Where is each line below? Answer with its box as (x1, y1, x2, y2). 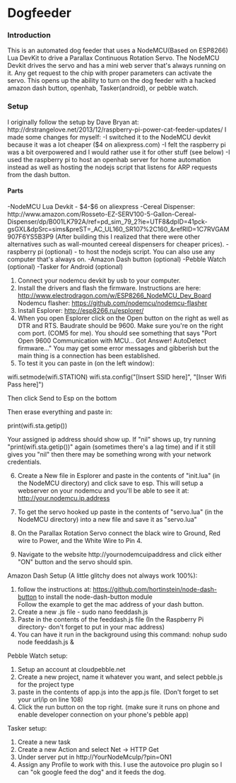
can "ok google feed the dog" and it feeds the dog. (17, 767, 166, 776)
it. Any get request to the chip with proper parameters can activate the (7, 69, 212, 77)
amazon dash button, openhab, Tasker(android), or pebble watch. (7, 84, 199, 93)
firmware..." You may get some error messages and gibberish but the (17, 343, 219, 352)
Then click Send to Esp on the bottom (7, 394, 117, 402)
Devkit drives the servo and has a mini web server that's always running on (7, 62, 226, 70)
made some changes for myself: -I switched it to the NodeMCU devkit (7, 132, 211, 141)
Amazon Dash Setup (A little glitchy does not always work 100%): (7, 571, 198, 580)
